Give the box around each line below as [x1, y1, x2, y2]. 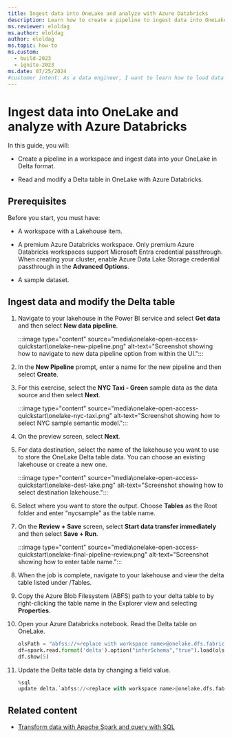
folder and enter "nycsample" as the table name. [17, 508, 156, 517]
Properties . [17, 606, 51, 615]
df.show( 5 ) [17, 653, 50, 660]
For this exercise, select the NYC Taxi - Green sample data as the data [17, 383, 218, 392]
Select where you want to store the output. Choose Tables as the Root [17, 501, 218, 510]
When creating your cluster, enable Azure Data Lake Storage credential [17, 255, 220, 263]
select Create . [17, 370, 59, 378]
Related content [8, 704, 78, 716]
